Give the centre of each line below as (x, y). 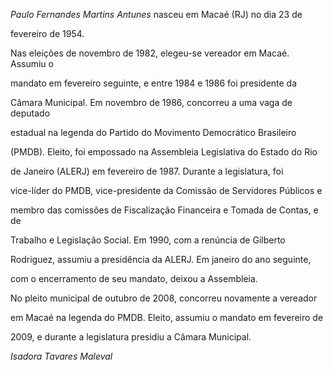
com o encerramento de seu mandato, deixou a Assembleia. (134, 278)
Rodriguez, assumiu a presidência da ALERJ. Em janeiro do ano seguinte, (161, 259)
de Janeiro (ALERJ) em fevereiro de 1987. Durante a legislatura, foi (147, 171)
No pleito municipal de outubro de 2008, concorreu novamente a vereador (164, 298)
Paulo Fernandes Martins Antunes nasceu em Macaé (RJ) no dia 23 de (156, 14)
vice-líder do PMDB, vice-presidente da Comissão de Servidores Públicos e (166, 190)
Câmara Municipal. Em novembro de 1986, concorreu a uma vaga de (151, 102)
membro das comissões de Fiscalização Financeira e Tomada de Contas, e (164, 210)
